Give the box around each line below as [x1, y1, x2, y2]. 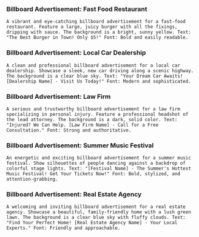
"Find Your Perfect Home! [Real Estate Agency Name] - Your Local [6, 220, 178, 226]
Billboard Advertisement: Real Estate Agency [6, 190, 142, 199]
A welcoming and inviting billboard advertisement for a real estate [6, 204, 186, 210]
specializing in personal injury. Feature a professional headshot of [6, 111, 189, 117]
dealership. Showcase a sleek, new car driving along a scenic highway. [6, 67, 194, 74]
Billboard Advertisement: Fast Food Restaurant [6, 5, 147, 13]
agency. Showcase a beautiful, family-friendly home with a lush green [6, 209, 191, 215]
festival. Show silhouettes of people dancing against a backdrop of [6, 160, 186, 167]
